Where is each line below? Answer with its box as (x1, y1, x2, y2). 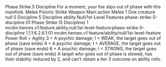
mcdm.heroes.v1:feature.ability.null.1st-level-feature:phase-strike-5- (5, 25, 145, 31)
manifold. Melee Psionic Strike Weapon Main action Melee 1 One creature (5, 9, 156, 15)
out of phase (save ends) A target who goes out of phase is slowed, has (5, 51, 153, 57)
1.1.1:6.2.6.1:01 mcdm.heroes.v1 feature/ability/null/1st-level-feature (25, 30, 161, 35)
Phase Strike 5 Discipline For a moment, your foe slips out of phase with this (5, 4, 161, 9)
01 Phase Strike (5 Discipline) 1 (25, 20, 88, 25)
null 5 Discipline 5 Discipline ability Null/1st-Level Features (5, 14, 124, 20)
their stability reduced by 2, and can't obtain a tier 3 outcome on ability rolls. (5, 56, 162, 62)
